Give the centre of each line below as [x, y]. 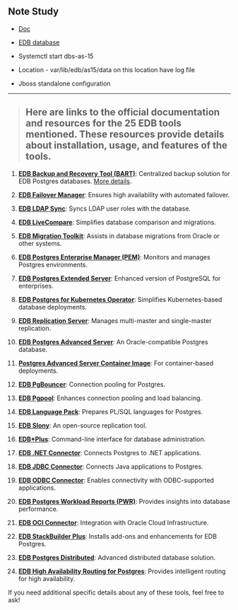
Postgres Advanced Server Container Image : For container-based [116, 363]
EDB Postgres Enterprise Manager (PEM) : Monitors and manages [114, 257]
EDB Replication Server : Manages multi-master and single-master [115, 320]
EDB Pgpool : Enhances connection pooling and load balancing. [110, 398]
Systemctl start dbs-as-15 [56, 56]
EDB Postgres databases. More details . [75, 181]
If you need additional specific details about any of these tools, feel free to [116, 592]
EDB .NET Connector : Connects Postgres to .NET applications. [110, 452]
